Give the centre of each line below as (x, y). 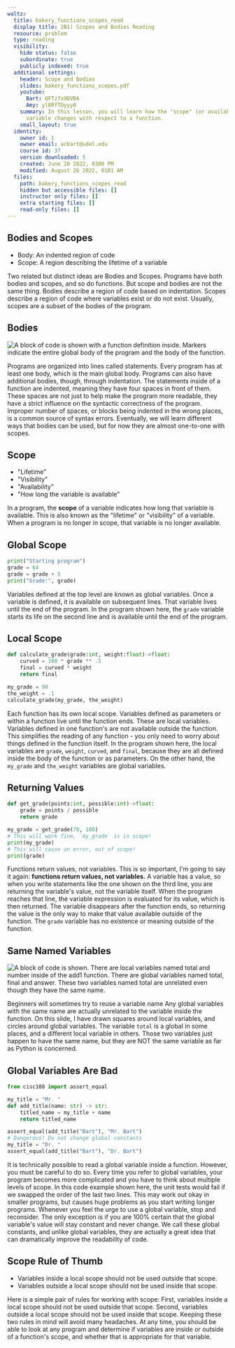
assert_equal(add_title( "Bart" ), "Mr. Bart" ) (74, 1132)
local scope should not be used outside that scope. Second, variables (108, 1307)
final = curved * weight (56, 668)
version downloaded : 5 (53, 158)
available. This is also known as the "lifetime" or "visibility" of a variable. (111, 515)
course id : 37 (40, 151)
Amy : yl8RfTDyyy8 (51, 105)
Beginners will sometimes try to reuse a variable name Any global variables (115, 1004)
